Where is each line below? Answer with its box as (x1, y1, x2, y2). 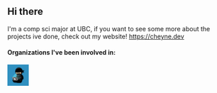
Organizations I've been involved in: (7, 48, 116, 57)
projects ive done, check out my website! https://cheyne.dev (7, 32, 184, 40)
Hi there (7, 6, 44, 18)
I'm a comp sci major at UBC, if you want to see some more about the (7, 24, 211, 33)
